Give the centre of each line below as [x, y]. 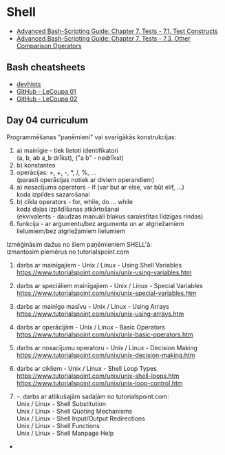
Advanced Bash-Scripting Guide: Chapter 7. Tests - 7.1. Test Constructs [117, 31]
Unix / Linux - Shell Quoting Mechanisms [74, 411]
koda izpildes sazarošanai [53, 194]
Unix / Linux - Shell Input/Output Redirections [81, 418]
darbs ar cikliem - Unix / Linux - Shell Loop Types [87, 368]
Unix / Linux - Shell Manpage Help [65, 433]
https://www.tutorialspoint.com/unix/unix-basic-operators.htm [105, 334]
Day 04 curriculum [47, 120]
